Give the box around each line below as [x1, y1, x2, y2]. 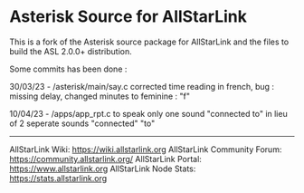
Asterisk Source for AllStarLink [9, 6, 247, 27]
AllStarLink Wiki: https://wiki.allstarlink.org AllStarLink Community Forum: [9, 143, 282, 155]
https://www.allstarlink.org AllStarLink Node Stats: [9, 163, 196, 174]
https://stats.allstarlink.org [9, 172, 108, 183]
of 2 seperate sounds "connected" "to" [9, 118, 156, 129]
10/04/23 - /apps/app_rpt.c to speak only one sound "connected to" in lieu [9, 108, 288, 119]
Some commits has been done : [9, 63, 128, 74]
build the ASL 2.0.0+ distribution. [9, 45, 133, 56]
